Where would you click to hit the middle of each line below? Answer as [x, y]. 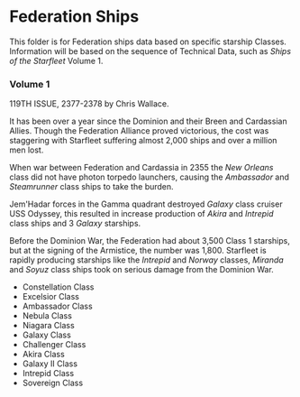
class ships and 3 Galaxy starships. [75, 224]
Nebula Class [47, 316]
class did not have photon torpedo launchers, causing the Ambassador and [150, 177]
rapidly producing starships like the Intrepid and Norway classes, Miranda [146, 260]
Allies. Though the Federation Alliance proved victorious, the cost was [139, 131]
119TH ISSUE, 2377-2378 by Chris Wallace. [89, 104]
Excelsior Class [50, 297]
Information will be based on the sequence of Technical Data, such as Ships [150, 51]
